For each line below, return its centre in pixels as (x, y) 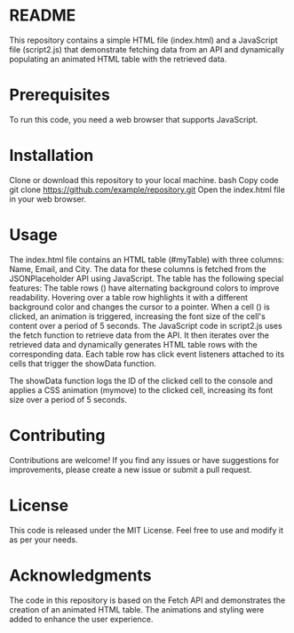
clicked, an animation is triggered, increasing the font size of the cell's (138, 316)
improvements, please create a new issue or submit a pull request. (131, 469)
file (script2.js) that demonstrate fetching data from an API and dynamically (147, 49)
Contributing (57, 435)
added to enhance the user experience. (81, 619)
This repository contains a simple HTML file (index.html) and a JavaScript (143, 40)
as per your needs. (44, 540)
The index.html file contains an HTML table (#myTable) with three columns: (147, 260)
